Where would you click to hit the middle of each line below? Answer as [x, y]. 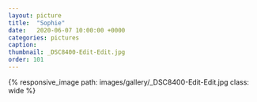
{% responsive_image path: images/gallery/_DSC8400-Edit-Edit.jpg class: [128, 82]
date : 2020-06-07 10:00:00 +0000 [67, 30]
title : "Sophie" [37, 23]
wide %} [22, 90]
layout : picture [35, 15]
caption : [23, 45]
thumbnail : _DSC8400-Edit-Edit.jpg [67, 52]
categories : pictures [44, 38]
